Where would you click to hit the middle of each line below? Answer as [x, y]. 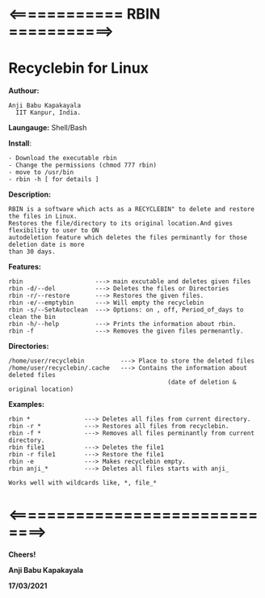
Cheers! [22, 554]
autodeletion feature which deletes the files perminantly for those [128, 238]
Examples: [26, 405]
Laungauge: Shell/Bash [48, 128]
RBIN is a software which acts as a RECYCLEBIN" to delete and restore [131, 210]
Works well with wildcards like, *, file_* [83, 483]
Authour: [24, 91]
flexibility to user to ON [54, 231]
